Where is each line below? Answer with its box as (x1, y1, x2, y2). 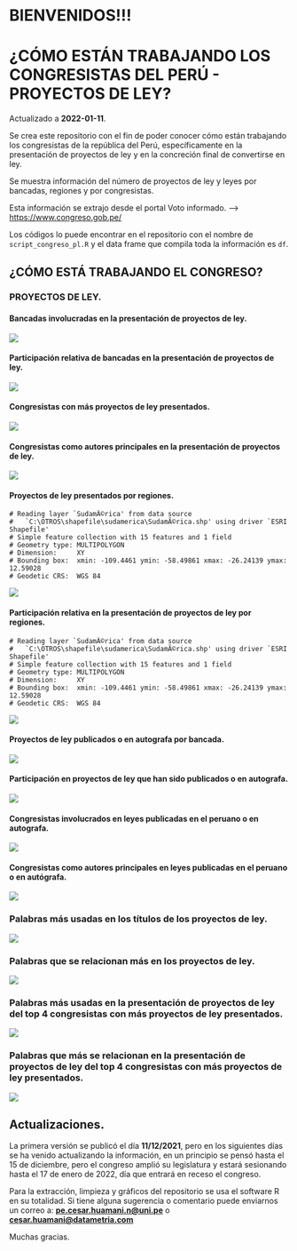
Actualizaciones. (9, 1117, 105, 1133)
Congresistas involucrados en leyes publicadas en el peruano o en (9, 813, 259, 824)
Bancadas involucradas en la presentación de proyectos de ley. (9, 313, 247, 324)
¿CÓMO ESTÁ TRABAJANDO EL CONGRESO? (9, 264, 263, 280)
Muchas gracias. (9, 1231, 70, 1242)
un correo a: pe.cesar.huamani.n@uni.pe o (9, 1205, 170, 1215)
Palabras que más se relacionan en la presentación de (9, 1049, 246, 1062)
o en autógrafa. (9, 872, 67, 882)
